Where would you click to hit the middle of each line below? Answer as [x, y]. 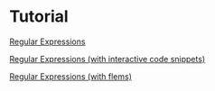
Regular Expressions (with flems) [71, 76]
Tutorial [39, 17]
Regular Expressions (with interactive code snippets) [107, 59]
